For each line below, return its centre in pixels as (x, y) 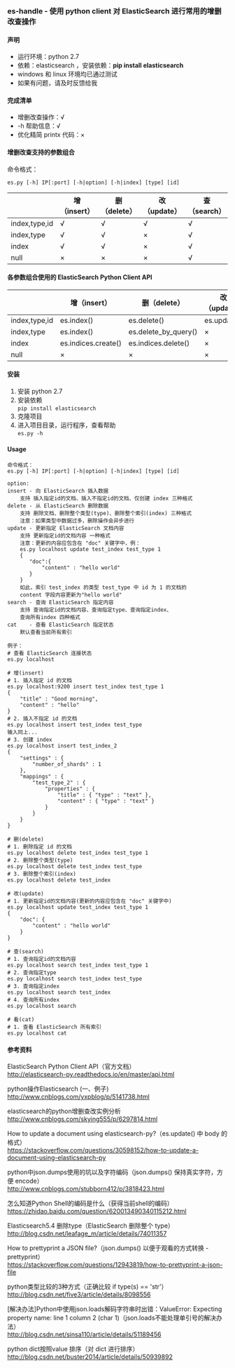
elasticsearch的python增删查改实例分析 (64, 1111)
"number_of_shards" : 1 (67, 764)
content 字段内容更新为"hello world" (71, 595)
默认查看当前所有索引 (46, 632)
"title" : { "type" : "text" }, (104, 795)
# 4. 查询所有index (34, 1000)
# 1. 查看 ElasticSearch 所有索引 (54, 1027)
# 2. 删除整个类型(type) (40, 861)
